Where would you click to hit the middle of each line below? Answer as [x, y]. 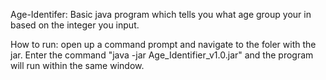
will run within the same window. [77, 65]
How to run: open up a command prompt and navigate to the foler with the [163, 44]
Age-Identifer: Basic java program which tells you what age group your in [161, 14]
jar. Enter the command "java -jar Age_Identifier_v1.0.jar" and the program [162, 55]
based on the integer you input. [75, 25]
